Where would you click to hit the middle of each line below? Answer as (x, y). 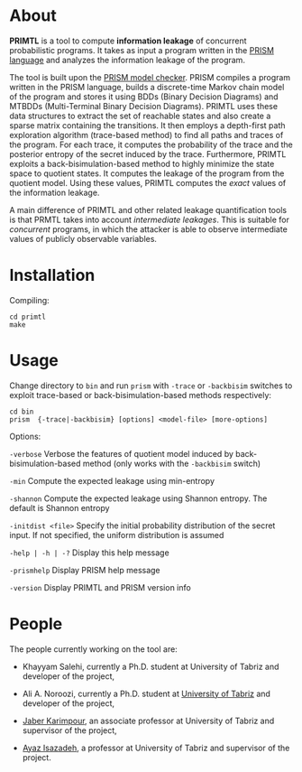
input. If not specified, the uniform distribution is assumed (117, 535)
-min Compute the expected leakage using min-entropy (112, 480)
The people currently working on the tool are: (93, 649)
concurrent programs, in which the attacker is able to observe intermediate (149, 229)
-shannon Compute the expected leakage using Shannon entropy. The (138, 498)
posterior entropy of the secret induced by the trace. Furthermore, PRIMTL (148, 153)
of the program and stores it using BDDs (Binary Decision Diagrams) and (144, 97)
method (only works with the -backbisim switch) (172, 463)
